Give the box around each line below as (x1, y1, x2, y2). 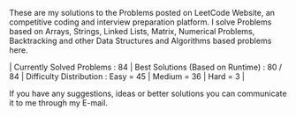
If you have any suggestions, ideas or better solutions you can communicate (9, 88, 287, 99)
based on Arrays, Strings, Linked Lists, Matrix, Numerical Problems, (9, 26, 255, 36)
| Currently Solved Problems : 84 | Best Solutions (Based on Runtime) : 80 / (9, 62, 283, 72)
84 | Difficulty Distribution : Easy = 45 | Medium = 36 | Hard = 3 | (9, 71, 246, 82)
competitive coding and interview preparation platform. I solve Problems (9, 17, 272, 27)
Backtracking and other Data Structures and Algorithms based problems (9, 35, 272, 46)
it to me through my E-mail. (9, 98, 109, 108)
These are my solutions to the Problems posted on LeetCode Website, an (9, 8, 276, 18)
